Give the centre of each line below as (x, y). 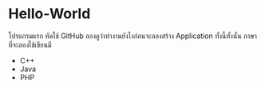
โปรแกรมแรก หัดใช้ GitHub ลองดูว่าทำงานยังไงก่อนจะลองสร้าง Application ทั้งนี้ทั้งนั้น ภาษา (133, 36)
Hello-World (49, 14)
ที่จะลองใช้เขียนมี (30, 44)
